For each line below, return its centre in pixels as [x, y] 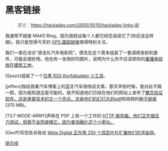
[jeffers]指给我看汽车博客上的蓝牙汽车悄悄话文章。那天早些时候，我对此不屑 [83, 86]
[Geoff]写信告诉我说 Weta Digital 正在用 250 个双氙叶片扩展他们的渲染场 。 [82, 132]
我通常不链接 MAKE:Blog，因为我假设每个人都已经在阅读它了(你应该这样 [79, 35]
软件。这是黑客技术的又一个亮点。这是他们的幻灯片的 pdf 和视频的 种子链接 [81, 98]
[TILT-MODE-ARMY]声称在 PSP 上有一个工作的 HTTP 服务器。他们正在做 [80, 115]
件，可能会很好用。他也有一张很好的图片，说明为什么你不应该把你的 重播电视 [84, 58]
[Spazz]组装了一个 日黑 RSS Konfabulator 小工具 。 [57, 75]
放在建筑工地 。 [20, 65]
